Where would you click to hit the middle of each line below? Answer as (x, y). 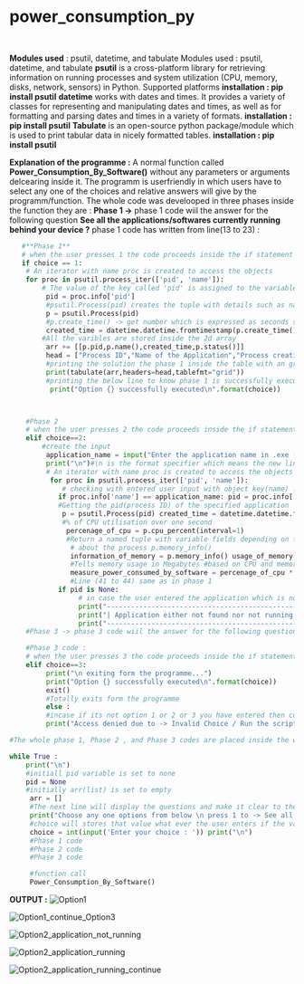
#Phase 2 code (56, 849)
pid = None (46, 782)
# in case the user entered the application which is (181, 598)
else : (58, 707)
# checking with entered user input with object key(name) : (180, 489)
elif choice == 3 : (57, 665)
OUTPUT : (28, 900)
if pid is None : (88, 590)
